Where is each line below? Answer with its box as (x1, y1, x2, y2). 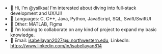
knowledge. (10, 32, 35, 38)
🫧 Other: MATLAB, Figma (10, 21, 63, 27)
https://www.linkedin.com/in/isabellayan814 (10, 43, 102, 48)
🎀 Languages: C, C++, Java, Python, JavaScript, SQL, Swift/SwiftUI (10, 16, 151, 21)
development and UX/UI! (10, 10, 62, 16)
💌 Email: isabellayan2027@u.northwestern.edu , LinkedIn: (10, 37, 130, 43)
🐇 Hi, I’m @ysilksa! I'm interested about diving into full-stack (10, 5, 137, 11)
